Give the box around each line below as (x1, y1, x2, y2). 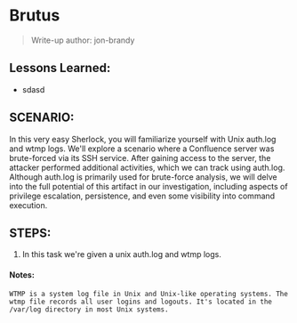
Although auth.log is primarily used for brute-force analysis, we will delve (9, 171, 277, 182)
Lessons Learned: (9, 61, 111, 76)
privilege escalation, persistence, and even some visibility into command (9, 190, 276, 201)
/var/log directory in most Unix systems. (9, 304, 169, 314)
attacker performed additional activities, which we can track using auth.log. (9, 162, 285, 173)
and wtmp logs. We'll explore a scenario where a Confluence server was (9, 143, 275, 154)
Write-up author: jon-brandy (30, 35, 135, 45)
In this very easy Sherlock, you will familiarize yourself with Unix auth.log (9, 133, 277, 144)
